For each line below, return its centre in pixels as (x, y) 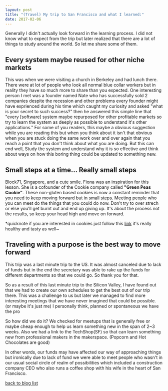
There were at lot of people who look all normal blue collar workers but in (80, 85)
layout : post (19, 10)
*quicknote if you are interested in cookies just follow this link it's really (78, 224)
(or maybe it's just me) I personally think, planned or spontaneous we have (82, 306)
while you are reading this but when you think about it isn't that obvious (79, 133)
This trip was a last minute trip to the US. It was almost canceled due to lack (83, 264)
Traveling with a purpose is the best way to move (83, 245)
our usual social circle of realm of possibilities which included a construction (84, 362)
